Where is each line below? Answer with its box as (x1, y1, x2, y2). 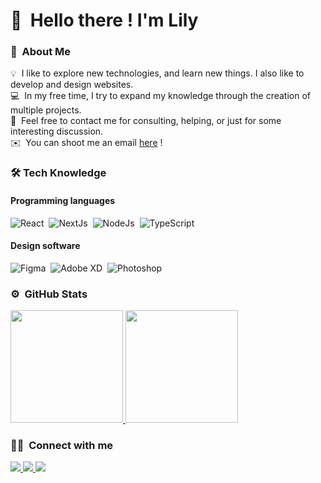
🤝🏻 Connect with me (10, 439, 114, 453)
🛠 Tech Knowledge (10, 166, 107, 180)
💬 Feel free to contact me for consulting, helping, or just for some (10, 115, 282, 127)
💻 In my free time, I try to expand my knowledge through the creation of (10, 90, 312, 102)
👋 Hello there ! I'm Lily (10, 9, 199, 32)
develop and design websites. (10, 79, 134, 91)
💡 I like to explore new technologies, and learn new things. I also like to (10, 67, 305, 79)
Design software (10, 240, 81, 252)
